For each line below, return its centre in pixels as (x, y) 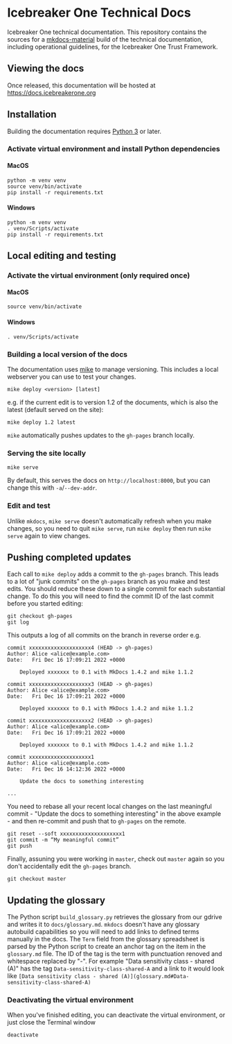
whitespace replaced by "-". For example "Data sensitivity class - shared (111, 961)
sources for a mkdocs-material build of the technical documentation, (105, 39)
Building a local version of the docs (68, 354)
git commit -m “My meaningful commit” (63, 840)
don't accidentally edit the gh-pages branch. (69, 866)
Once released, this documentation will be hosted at (81, 85)
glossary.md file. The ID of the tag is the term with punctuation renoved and (115, 954)
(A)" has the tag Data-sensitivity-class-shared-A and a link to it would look (116, 968)
